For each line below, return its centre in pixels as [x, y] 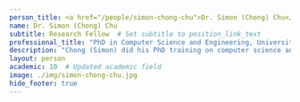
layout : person [37, 59]
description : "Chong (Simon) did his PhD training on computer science [145, 51]
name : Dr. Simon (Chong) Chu [63, 26]
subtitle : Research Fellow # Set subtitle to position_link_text [135, 34]
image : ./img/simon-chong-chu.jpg [74, 75]
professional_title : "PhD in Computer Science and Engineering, [131, 42]
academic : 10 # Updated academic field [86, 67]
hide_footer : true [43, 83]
